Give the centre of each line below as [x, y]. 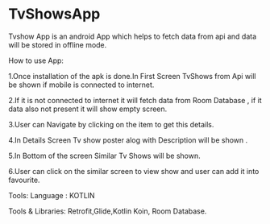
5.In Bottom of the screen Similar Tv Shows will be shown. [104, 156]
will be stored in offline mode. [58, 44]
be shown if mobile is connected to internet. [81, 85]
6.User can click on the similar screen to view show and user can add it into [134, 171]
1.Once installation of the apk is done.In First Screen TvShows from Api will [132, 76]
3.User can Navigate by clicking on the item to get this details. [111, 124]
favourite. [24, 180]
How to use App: [36, 60]
